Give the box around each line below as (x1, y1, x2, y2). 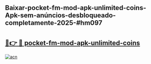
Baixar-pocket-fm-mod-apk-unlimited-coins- (5, 4, 147, 12)
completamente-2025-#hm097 (5, 19, 102, 27)
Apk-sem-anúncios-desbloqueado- (5, 12, 116, 20)
